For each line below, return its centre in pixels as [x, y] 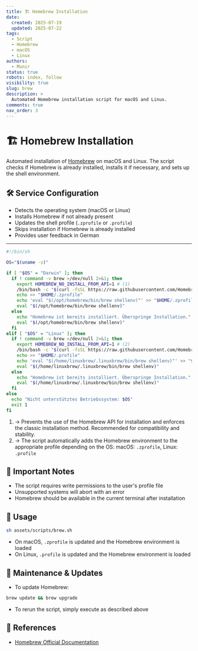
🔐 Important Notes [40, 472]
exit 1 [19, 405]
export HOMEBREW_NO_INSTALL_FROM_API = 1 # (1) [74, 284]
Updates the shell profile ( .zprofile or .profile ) [73, 223]
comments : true [25, 105]
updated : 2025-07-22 [37, 28]
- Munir [21, 66]
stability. [25, 434]
